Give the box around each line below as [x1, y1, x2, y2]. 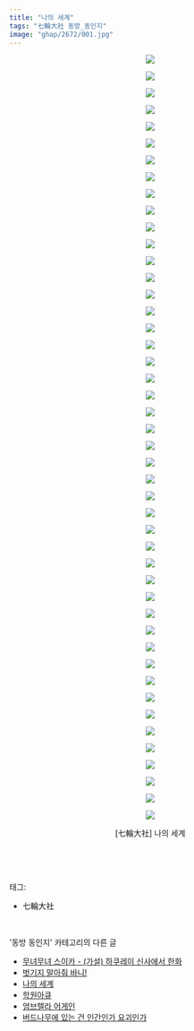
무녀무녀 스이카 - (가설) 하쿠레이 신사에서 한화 [21, 956, 182, 967]
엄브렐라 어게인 [21, 1001, 76, 1012]
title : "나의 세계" [9, 13, 74, 22]
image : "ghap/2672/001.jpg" [9, 30, 114, 39]
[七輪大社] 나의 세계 [114, 828, 186, 838]
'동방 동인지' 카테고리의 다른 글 [9, 937, 117, 948]
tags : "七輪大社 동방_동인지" [9, 21, 107, 30]
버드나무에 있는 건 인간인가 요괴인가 [21, 1012, 148, 1023]
